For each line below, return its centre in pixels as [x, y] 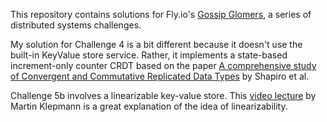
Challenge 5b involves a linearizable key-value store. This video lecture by [163, 95]
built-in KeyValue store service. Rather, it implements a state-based [149, 55]
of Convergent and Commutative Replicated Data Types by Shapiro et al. [160, 76]
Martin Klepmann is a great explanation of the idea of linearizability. [149, 106]
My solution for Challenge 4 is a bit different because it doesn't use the [156, 44]
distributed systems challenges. [76, 25]
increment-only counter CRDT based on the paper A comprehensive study [163, 65]
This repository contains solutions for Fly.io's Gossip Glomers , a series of [161, 14]
